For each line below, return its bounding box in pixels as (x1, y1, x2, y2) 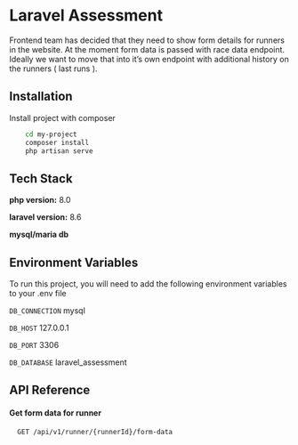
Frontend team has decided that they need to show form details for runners (9, 35, 285, 45)
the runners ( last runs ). (9, 63, 98, 74)
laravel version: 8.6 (9, 212, 82, 222)
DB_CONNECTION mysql (9, 305, 86, 316)
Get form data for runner (9, 407, 102, 418)
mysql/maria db (9, 229, 69, 240)
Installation (9, 89, 73, 104)
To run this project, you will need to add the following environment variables (9, 279, 287, 289)
